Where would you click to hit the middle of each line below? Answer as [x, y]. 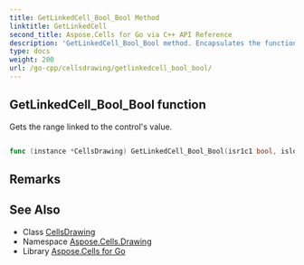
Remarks [35, 179]
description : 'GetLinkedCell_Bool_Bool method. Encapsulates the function [153, 43]
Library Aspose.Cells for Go [74, 251]
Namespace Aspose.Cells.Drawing [87, 241]
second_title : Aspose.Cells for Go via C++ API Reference [121, 34]
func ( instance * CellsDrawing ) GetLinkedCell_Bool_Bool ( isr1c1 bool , [143, 151]
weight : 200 [32, 60]
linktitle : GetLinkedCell [58, 26]
